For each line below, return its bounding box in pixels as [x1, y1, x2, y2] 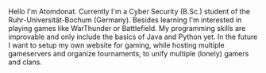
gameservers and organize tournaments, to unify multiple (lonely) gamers [8, 49, 249, 58]
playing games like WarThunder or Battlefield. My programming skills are [8, 24, 246, 33]
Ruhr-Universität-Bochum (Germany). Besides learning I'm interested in [8, 15, 242, 25]
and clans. [8, 57, 42, 67]
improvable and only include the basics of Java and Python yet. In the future [8, 32, 258, 41]
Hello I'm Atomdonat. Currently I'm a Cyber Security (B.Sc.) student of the [8, 7, 250, 16]
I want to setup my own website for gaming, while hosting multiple [8, 40, 225, 50]
